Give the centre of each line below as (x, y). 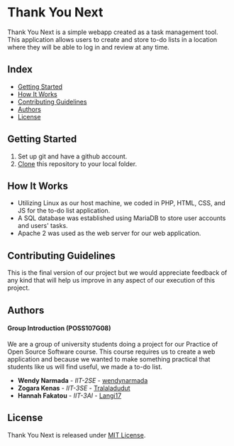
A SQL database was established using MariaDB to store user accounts (122, 218)
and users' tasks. (43, 226)
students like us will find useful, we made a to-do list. (85, 366)
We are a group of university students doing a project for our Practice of (113, 344)
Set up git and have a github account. (72, 156)
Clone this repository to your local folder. (77, 163)
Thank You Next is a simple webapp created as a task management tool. (113, 32)
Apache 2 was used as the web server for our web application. (109, 233)
